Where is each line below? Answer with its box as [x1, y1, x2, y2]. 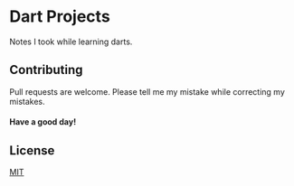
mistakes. [9, 96, 45, 107]
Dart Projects [9, 6, 110, 27]
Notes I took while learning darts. [9, 36, 133, 47]
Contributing [9, 62, 83, 78]
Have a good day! [9, 116, 77, 127]
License [9, 143, 55, 158]
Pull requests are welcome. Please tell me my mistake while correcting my [9, 86, 285, 97]
